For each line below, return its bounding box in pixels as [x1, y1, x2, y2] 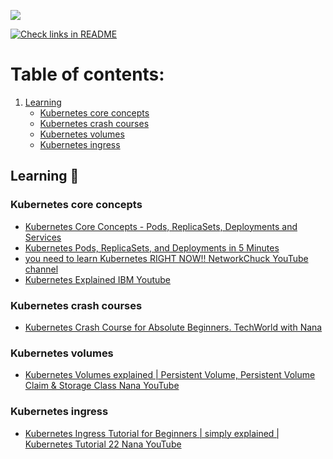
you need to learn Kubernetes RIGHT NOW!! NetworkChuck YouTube [24, 252, 309, 264]
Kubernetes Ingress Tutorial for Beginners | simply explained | [24, 427, 280, 439]
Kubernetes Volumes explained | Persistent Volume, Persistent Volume [24, 369, 316, 381]
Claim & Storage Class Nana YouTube [24, 380, 180, 392]
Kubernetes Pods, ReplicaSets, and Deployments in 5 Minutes [24, 241, 280, 254]
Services [24, 231, 62, 243]
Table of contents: [10, 63, 165, 86]
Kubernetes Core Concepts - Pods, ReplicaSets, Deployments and [24, 220, 298, 232]
